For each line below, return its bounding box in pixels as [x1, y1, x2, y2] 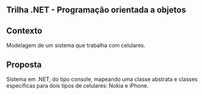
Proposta [6, 59, 42, 69]
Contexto [6, 26, 43, 36]
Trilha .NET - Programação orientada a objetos [6, 5, 186, 15]
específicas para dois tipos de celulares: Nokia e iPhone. [6, 82, 149, 90]
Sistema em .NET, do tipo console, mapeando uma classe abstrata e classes [6, 76, 198, 83]
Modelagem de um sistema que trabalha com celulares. [6, 42, 146, 49]
